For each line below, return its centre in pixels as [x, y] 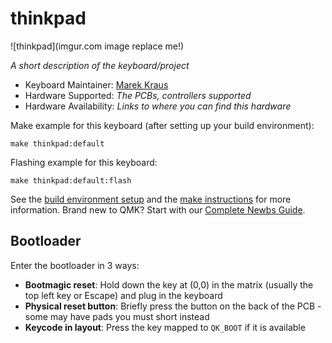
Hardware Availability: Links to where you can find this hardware [158, 106]
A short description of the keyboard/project [100, 65]
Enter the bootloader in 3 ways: [75, 265]
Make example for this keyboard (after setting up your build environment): [162, 125]
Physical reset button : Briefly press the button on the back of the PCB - [173, 306]
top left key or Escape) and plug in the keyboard [123, 295]
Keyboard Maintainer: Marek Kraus [96, 84]
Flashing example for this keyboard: [84, 162]
